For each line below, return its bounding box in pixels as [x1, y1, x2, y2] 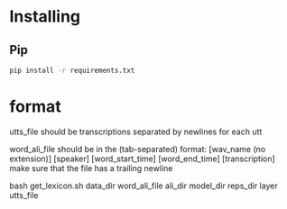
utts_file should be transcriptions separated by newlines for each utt [9, 126, 263, 137]
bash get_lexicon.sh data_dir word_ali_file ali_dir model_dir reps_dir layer [9, 180, 278, 191]
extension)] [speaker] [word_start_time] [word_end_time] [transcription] [9, 153, 275, 164]
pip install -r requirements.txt [9, 66, 135, 75]
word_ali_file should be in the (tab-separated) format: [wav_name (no [9, 143, 266, 154]
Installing [9, 6, 81, 27]
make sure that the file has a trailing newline [9, 162, 173, 173]
